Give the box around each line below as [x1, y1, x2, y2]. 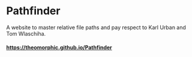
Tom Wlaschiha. [6, 30, 46, 37]
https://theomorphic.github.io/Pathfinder [6, 43, 112, 51]
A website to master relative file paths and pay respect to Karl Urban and [6, 24, 186, 31]
